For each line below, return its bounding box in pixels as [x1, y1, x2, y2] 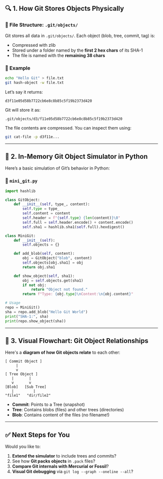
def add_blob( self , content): [14, 251, 75, 256]
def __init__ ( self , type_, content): [14, 202, 90, 207]
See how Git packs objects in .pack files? [12, 458, 96, 464]
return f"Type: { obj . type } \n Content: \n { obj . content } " [22, 292, 133, 297]
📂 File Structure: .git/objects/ [5, 21, 79, 28]
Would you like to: [5, 443, 41, 450]
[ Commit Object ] [5, 359, 42, 364]
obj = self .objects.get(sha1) [22, 278, 83, 283]
